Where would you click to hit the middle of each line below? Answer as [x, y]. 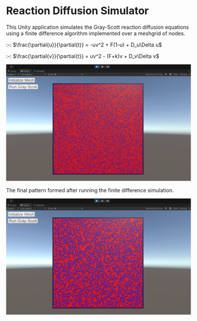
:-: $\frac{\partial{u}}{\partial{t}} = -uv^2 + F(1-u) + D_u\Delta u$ [84, 45]
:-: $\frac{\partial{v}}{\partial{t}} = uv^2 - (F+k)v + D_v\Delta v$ [83, 56]
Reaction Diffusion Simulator [77, 11]
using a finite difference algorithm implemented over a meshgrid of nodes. [96, 33]
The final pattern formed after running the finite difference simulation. [90, 190]
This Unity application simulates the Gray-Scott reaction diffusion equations [98, 27]
